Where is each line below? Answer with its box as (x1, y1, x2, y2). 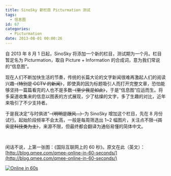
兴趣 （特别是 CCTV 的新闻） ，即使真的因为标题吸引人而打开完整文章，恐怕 (5, 80, 161, 87)
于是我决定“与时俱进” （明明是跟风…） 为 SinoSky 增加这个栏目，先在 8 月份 (5, 110, 163, 116)
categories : (5, 27, 31, 32)
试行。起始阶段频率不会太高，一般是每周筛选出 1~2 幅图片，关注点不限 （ (5, 117, 158, 123)
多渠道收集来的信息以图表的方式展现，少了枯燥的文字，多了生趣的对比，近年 (5, 93, 166, 99)
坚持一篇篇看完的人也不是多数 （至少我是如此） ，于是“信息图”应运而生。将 (9, 87, 163, 93)
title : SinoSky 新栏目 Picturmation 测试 (5, 7, 91, 13)
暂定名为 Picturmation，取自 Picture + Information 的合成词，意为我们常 (5, 57, 156, 63)
